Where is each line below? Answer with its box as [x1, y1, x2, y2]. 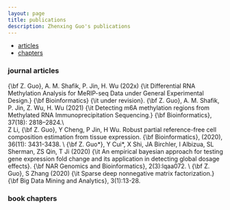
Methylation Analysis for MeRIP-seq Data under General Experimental [8, 89, 204, 97]
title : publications [8, 16, 67, 23]
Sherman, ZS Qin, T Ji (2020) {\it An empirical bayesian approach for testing [8, 147, 223, 155]
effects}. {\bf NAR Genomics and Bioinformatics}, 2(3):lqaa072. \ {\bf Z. [8, 162, 210, 170]
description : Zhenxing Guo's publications [8, 23, 131, 30]
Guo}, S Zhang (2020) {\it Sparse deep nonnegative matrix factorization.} [8, 169, 215, 177]
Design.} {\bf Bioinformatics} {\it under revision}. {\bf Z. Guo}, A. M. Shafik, [8, 96, 220, 104]
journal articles [8, 66, 60, 75]
